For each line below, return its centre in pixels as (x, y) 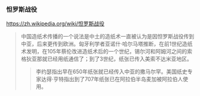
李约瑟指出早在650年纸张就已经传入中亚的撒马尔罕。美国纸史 (111, 72)
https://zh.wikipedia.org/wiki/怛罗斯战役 (55, 24)
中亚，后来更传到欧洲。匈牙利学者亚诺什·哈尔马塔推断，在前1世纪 (101, 44)
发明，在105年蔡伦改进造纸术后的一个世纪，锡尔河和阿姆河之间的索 (109, 52)
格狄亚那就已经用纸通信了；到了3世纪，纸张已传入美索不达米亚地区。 (107, 59)
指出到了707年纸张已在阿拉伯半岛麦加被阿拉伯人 (123, 79)
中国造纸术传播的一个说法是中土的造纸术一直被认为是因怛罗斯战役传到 (107, 37)
